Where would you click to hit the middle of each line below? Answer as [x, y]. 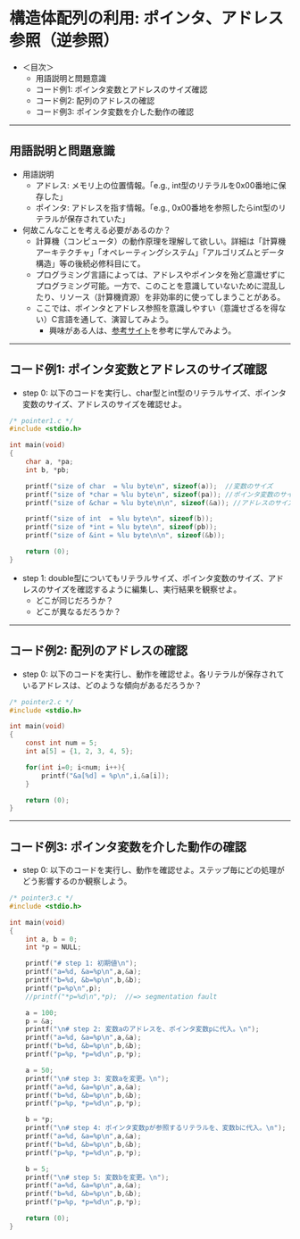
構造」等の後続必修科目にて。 [90, 263]
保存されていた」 [98, 219]
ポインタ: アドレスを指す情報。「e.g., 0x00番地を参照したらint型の [157, 207]
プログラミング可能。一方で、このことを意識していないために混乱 [157, 286]
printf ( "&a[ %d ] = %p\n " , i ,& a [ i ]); [105, 776]
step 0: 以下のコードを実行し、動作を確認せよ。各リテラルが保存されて [153, 674]
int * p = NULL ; [54, 947]
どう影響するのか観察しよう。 [77, 881]
